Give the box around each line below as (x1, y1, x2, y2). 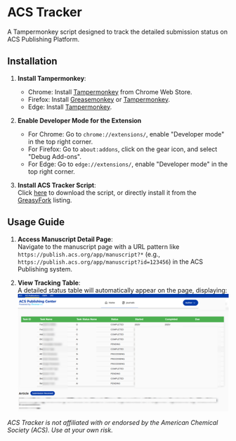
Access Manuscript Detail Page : (17, 235, 114, 243)
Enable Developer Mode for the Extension (17, 116, 142, 124)
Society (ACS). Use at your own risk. (7, 426, 114, 434)
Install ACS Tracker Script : (17, 181, 96, 189)
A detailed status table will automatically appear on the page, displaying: (17, 286, 228, 294)
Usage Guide (7, 216, 65, 229)
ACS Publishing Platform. (7, 34, 80, 43)
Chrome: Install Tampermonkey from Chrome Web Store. (27, 87, 192, 96)
